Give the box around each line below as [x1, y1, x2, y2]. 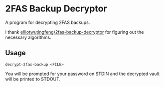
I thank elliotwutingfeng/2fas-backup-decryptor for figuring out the [5, 29, 144, 35]
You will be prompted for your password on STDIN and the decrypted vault [5, 71, 159, 77]
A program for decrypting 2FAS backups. [5, 19, 90, 25]
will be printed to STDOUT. [5, 76, 61, 82]
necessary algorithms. [5, 34, 52, 40]
